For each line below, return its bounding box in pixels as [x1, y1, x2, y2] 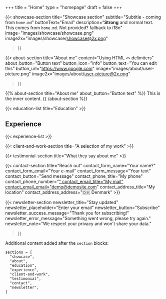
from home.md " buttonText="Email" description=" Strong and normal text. [5, 20, 153, 25]
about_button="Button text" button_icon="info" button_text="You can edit [5, 60, 157, 66]
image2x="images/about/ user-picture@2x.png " [31, 71, 130, 77]
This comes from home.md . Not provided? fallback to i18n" [5, 25, 123, 31]
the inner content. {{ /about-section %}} [5, 95, 87, 102]
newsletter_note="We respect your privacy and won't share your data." [5, 221, 151, 227]
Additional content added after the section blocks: [5, 240, 109, 246]
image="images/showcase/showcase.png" [5, 30, 94, 36]
